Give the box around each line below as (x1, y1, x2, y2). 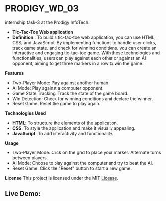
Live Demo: (5, 189, 41, 198)
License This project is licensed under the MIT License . (5, 175, 119, 181)
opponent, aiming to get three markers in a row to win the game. (12, 60, 144, 66)
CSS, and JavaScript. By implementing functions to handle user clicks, (12, 39, 156, 45)
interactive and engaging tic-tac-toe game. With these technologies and (12, 50, 160, 56)
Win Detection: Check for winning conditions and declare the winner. (12, 95, 153, 101)
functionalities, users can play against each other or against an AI (12, 55, 146, 61)
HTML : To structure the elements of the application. (12, 120, 118, 126)
